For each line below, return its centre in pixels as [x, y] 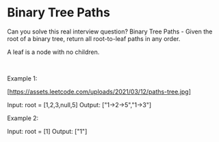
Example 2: [23, 118]
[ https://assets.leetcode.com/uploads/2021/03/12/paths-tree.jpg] [99, 91]
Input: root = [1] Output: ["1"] [47, 131]
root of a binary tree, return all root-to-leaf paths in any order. [94, 38]
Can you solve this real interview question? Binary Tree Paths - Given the [110, 31]
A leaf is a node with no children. [53, 52]
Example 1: [22, 78]
